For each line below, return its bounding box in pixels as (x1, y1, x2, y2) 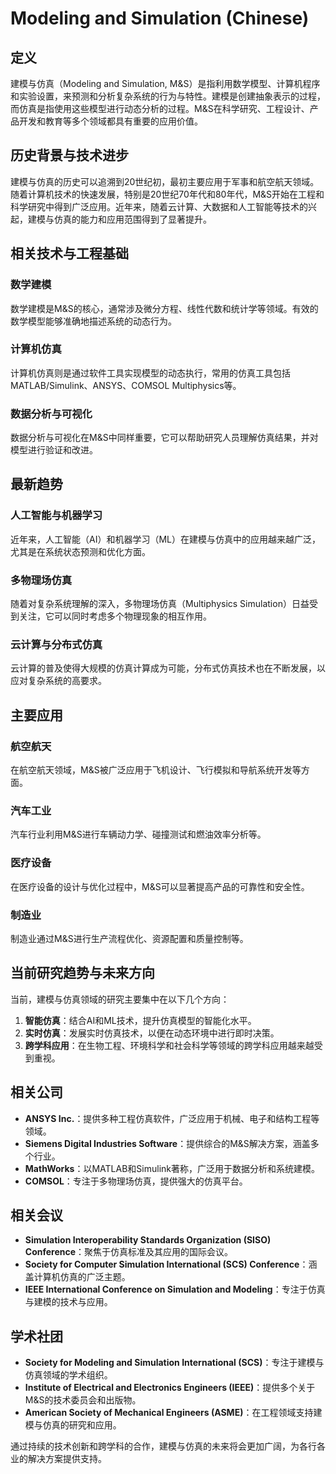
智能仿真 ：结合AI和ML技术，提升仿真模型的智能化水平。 (24, 1014, 257, 1026)
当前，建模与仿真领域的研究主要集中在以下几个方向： (10, 993, 230, 1005)
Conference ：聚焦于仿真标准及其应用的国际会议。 (24, 1246, 234, 1258)
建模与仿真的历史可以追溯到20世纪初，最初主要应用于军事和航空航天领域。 (10, 175, 320, 187)
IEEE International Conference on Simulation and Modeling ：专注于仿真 (24, 1283, 326, 1296)
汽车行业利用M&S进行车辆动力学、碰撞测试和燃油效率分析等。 (10, 828, 267, 841)
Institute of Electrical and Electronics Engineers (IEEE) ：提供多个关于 (24, 1382, 316, 1394)
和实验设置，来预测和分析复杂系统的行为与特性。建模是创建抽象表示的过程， (10, 90, 326, 102)
